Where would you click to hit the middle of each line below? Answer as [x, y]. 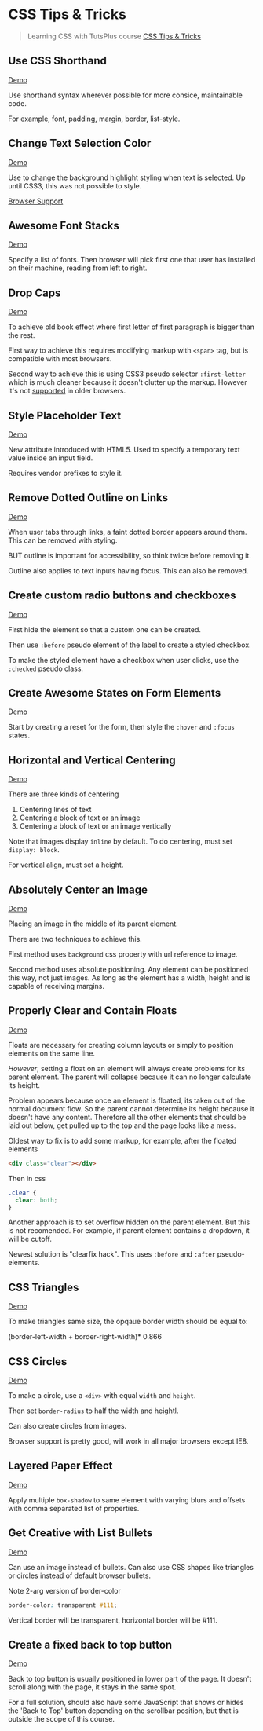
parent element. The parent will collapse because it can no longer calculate [130, 1077]
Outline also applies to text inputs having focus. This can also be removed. [128, 570]
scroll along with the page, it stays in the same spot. [92, 1687]
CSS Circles [38, 1361]
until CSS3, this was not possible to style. [75, 185]
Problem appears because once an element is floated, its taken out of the [127, 1100]
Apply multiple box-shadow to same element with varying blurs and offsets [127, 1500]
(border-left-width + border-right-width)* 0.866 [85, 1337]
